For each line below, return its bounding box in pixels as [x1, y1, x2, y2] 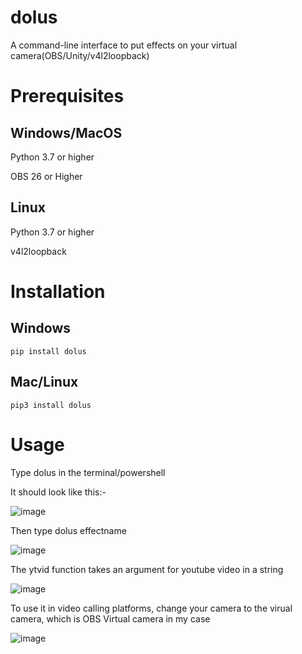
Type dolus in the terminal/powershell [10, 466, 166, 478]
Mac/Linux [10, 374, 79, 391]
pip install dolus [10, 346, 87, 356]
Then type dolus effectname [10, 524, 127, 536]
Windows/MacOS [10, 124, 123, 141]
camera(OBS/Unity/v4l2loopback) [10, 49, 150, 61]
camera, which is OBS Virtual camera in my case [10, 612, 211, 625]
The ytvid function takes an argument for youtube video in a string [10, 563, 284, 575]
